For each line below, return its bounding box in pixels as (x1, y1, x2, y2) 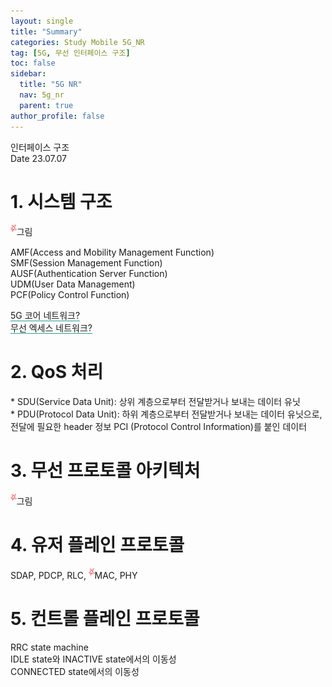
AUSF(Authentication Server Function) (10, 267, 168, 279)
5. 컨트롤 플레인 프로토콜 (10, 608, 200, 630)
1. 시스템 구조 (10, 190, 113, 213)
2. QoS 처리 (10, 360, 104, 383)
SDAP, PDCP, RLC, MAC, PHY (10, 570, 138, 582)
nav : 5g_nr (19, 90, 65, 100)
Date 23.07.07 (10, 152, 67, 164)
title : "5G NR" (19, 80, 83, 90)
